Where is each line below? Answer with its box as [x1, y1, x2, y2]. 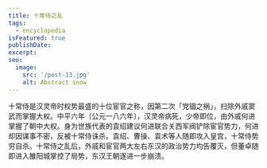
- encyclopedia [15, 26, 66, 34]
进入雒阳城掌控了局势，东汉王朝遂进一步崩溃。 [14, 150, 168, 160]
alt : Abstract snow [22, 78, 87, 86]
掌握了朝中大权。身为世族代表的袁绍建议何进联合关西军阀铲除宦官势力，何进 [8, 121, 259, 131]
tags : [8, 19, 26, 27]
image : [15, 64, 37, 72]
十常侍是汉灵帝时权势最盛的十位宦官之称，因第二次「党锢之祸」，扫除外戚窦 [8, 101, 256, 111]
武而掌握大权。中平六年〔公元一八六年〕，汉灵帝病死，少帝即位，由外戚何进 [8, 111, 256, 120]
